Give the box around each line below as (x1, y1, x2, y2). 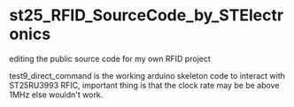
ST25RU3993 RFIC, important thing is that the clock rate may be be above (9, 80, 280, 90)
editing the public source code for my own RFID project (9, 53, 211, 64)
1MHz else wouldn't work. (9, 89, 104, 100)
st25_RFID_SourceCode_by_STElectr (9, 5, 284, 26)
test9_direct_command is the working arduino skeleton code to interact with (9, 70, 286, 80)
